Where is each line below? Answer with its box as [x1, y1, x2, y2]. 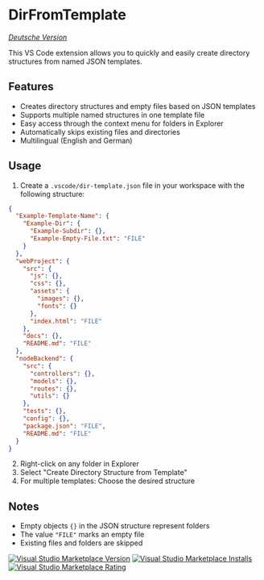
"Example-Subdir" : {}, [29, 227, 106, 236]
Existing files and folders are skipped [19, 538, 143, 548]
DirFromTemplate [8, 6, 126, 24]
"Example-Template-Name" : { [15, 212, 110, 220]
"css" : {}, [29, 280, 67, 288]
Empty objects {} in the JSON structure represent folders [19, 521, 210, 531]
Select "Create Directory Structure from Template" [19, 468, 188, 478]
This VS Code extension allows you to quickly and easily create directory [8, 48, 250, 57]
